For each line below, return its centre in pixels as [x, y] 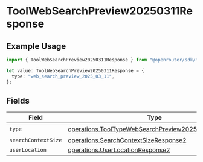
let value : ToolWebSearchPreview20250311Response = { [76, 70]
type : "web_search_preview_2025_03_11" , [63, 76]
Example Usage [36, 46]
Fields [18, 101]
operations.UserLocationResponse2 [119, 150]
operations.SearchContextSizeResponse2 [127, 140]
